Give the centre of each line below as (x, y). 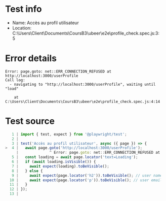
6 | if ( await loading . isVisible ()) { (54, 162)
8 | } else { (27, 171)
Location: (22, 28)
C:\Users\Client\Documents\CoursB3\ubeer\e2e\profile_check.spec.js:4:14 (83, 101)
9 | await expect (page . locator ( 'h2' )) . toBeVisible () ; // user (82, 175)
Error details (31, 58)
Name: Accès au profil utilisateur (45, 23)
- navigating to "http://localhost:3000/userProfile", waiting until (83, 84)
